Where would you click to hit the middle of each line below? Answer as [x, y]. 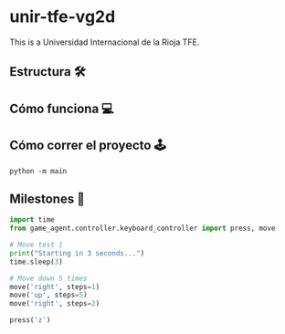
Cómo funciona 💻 [62, 108]
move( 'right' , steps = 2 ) [55, 304]
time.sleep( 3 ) [37, 262]
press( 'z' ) [30, 320]
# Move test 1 [37, 245]
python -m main [38, 171]
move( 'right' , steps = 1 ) [55, 287]
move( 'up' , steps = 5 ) [49, 295]
